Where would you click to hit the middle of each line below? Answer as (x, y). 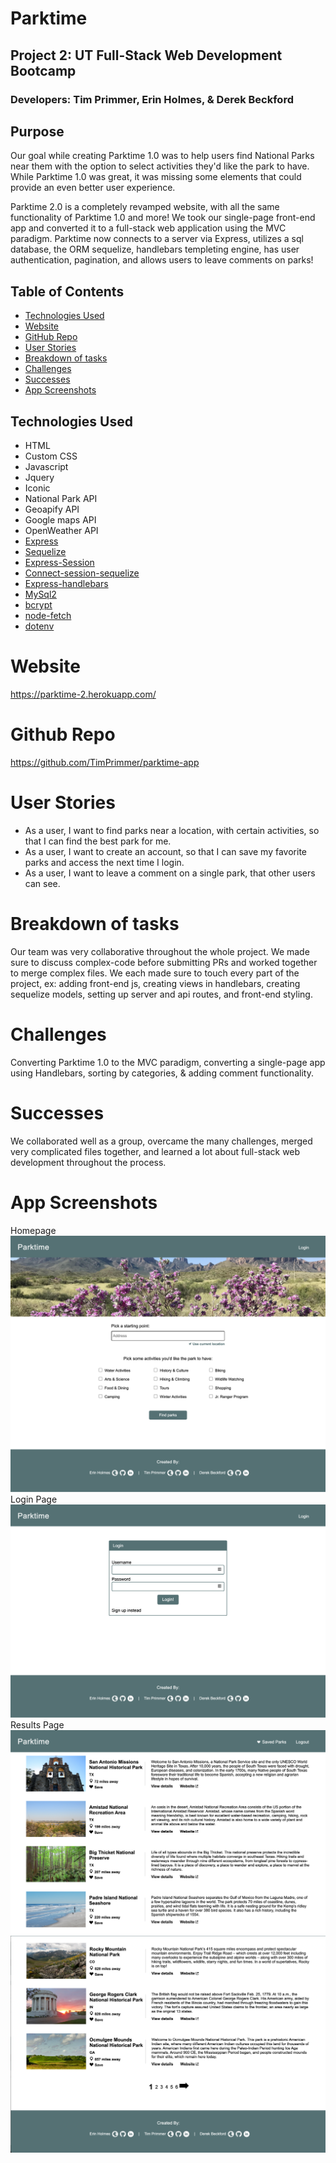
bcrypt (38, 604)
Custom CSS (51, 456)
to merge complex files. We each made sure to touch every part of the (155, 973)
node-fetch (48, 615)
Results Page (37, 1725)
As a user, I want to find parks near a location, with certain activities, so (172, 830)
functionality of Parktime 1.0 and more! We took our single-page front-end (163, 218)
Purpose (37, 131)
